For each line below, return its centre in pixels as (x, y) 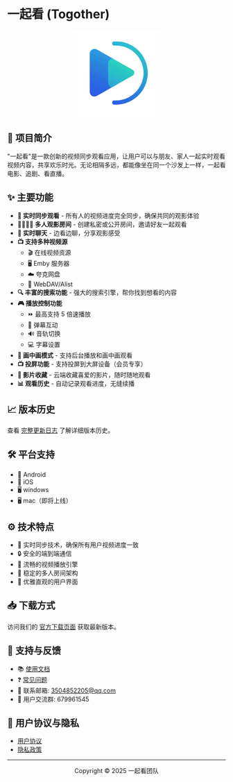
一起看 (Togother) (59, 14)
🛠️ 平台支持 (31, 454)
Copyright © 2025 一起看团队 (116, 771)
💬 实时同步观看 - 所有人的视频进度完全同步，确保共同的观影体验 (108, 215)
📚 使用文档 (34, 669)
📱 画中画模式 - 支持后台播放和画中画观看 (75, 355)
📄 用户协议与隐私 (43, 723)
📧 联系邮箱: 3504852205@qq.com (67, 690)
